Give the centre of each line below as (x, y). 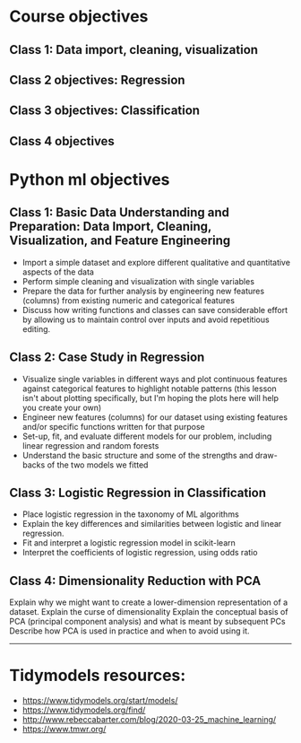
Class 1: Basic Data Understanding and (120, 213)
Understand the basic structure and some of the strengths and (138, 455)
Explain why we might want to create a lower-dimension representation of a (149, 602)
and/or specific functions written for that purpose (113, 426)
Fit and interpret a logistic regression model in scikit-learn (129, 543)
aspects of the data (58, 272)
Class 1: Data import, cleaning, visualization (133, 50)
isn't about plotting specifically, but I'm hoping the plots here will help (150, 398)
